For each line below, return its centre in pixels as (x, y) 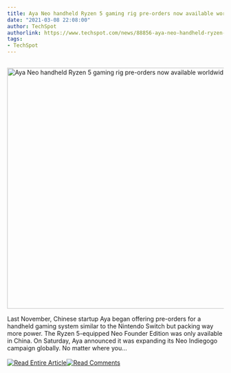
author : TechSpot (32, 26)
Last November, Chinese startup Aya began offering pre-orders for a (104, 319)
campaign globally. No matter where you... (67, 348)
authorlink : (24, 33)
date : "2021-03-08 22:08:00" (49, 20)
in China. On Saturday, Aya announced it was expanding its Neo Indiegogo (112, 341)
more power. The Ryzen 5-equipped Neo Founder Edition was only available (115, 333)
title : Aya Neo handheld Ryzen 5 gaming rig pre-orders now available (110, 13)
